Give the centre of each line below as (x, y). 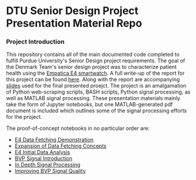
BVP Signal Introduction (43, 159)
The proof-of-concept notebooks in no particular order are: (78, 128)
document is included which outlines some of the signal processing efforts (97, 111)
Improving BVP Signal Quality (50, 171)
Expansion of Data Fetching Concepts (61, 146)
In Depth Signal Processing (47, 165)
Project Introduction (35, 42)
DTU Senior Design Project (72, 11)
